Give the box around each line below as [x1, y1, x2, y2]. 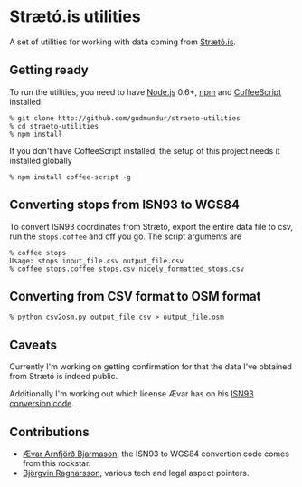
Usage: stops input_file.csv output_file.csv [9, 256, 184, 265]
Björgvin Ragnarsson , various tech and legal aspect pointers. [22, 468, 250, 478]
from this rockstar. [22, 458, 91, 468]
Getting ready [9, 62, 89, 78]
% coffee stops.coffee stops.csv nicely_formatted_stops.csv [9, 264, 245, 273]
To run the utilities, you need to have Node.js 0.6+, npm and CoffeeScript [9, 86, 282, 97]
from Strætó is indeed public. [9, 371, 118, 382]
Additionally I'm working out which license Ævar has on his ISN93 [9, 388, 255, 399]
